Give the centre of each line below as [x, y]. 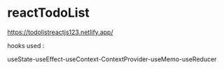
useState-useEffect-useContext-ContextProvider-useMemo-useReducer [112, 59]
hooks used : [26, 45]
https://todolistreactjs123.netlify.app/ [60, 32]
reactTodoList [48, 13]
